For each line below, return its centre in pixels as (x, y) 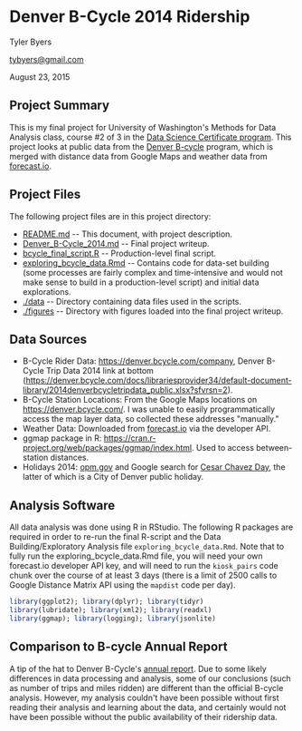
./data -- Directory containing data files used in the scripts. (132, 301)
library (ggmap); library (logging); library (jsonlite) (113, 619)
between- (274, 448)
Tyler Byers (31, 42)
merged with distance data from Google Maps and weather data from (139, 156)
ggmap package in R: (62, 438)
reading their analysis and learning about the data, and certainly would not (148, 707)
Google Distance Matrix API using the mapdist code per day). (123, 585)
